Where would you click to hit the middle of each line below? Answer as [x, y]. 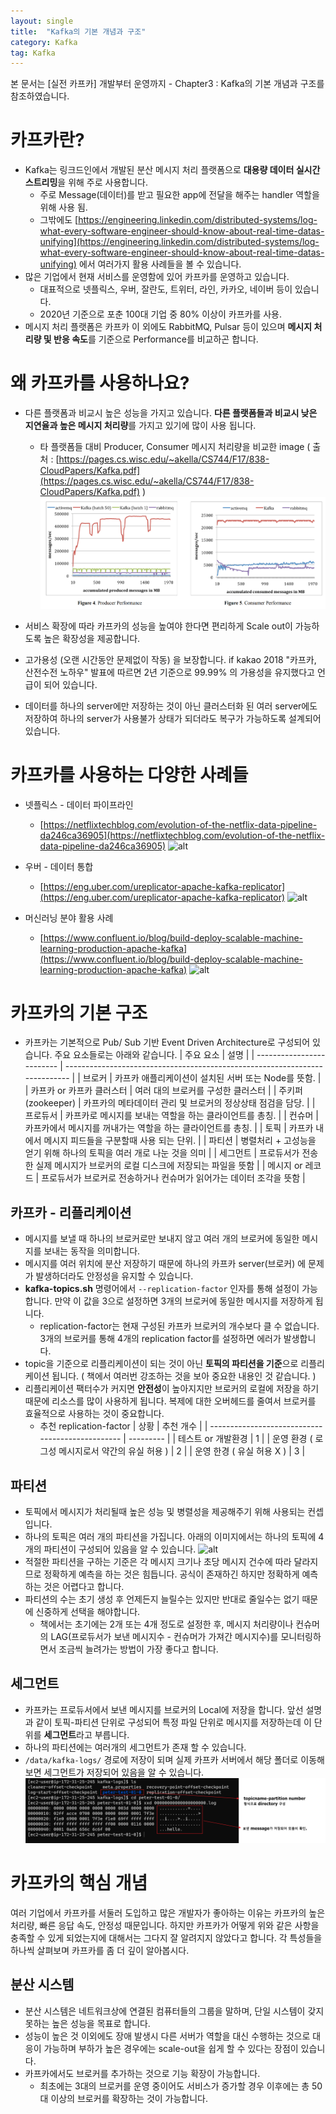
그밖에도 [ [59, 220]
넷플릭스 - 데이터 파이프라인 [79, 804]
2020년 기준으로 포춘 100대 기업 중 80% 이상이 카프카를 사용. [161, 314]
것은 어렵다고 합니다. [84, 1587]
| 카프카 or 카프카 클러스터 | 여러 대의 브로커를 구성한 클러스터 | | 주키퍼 [163, 1091]
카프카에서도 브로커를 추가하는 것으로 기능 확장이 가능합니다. [142, 2073]
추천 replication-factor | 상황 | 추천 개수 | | [123, 1426]
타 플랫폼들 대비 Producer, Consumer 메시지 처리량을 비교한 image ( [175, 447]
